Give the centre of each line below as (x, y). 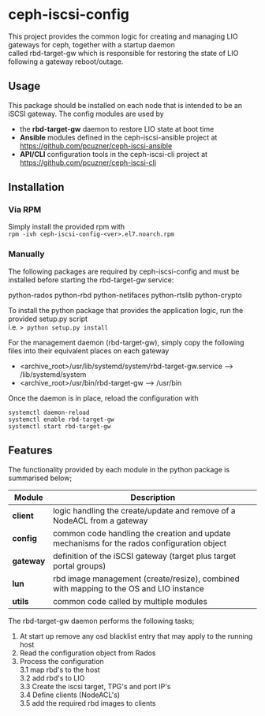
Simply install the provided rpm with (66, 227)
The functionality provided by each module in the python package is (119, 469)
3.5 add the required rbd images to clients (88, 703)
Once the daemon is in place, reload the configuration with (103, 398)
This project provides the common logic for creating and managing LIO (123, 36)
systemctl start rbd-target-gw (60, 426)
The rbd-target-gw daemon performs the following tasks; (101, 621)
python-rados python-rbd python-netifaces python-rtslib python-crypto (125, 295)
